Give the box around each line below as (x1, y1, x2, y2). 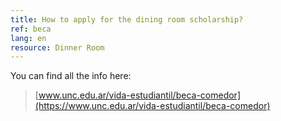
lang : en (10, 33, 47, 43)
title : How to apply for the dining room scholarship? (10, 14, 244, 25)
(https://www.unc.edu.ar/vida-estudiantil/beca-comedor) (34, 100, 271, 112)
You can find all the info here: (10, 70, 132, 82)
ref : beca (10, 24, 52, 34)
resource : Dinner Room (10, 42, 105, 53)
